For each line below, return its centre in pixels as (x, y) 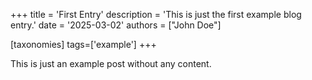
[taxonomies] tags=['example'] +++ (83, 44)
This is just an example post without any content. (111, 63)
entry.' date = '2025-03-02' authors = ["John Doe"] (116, 25)
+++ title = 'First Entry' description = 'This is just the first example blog (156, 14)
